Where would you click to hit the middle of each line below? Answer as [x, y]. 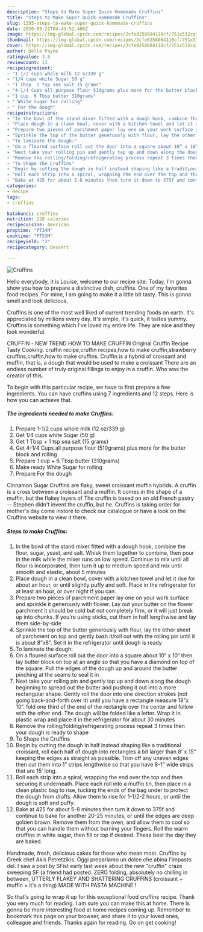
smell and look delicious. [37, 301]
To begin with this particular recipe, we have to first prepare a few [89, 387]
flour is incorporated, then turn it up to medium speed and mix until [99, 566]
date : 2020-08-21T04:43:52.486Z [47, 29]
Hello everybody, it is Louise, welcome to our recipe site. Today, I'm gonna [99, 281]
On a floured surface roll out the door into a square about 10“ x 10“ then [104, 656]
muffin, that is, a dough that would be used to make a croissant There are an [101, 362]
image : [15, 34]
